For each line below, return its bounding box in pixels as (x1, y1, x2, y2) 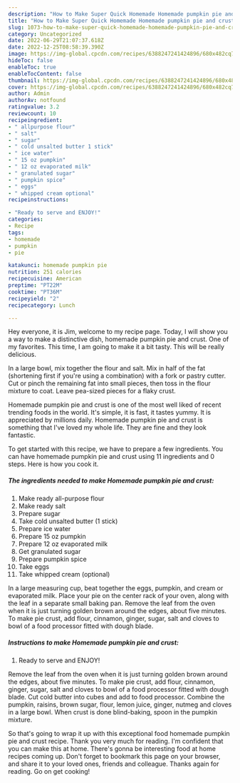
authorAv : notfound (8, 97, 66, 104)
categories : (8, 216, 43, 223)
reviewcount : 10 (8, 110, 56, 117)
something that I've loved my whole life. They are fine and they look (8, 423, 207, 432)
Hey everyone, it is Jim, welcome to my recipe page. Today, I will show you (8, 328, 229, 336)
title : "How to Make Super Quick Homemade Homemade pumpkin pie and (8, 17, 216, 24)
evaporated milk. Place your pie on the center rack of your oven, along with (8, 592, 229, 600)
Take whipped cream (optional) (18, 570, 110, 579)
